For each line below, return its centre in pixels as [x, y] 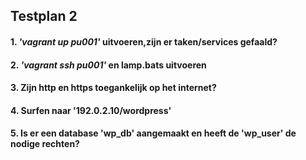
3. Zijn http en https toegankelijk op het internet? [113, 88]
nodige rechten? [45, 144]
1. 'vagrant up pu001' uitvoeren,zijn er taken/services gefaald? [144, 41]
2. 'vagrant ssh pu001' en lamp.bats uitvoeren [108, 65]
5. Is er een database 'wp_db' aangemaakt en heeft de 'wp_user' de [153, 133]
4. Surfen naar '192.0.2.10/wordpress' [91, 110]
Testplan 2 [44, 16]
